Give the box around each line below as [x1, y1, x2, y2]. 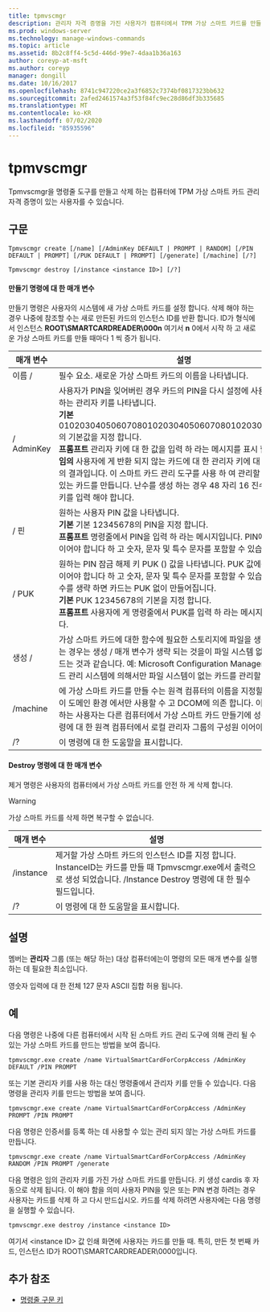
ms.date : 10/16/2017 [8, 79, 78, 87]
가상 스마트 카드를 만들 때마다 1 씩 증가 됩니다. [16, 333, 161, 343]
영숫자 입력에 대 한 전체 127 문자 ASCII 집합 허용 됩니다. [8, 981, 183, 990]
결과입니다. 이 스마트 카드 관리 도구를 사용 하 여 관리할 [67, 467, 260, 479]
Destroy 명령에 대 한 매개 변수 [8, 761, 103, 770]
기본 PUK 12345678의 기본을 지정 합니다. [59, 594, 211, 605]
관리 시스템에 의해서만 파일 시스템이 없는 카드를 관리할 [67, 670, 261, 681]
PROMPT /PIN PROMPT [8, 1111, 74, 1119]
